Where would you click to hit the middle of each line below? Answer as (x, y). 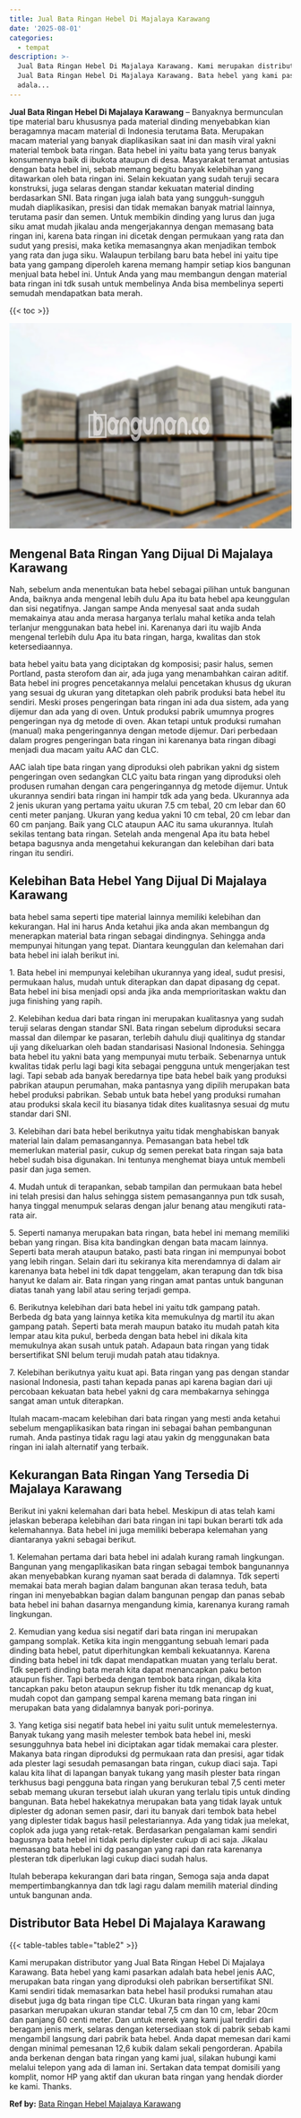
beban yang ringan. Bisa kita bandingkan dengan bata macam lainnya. (139, 1242)
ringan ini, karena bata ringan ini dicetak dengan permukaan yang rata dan (147, 236)
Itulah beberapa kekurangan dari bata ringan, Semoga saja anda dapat (139, 1876)
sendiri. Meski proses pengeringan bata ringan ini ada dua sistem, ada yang (149, 702)
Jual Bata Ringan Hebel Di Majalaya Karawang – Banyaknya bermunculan (146, 111)
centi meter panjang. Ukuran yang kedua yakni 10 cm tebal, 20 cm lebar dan (150, 815)
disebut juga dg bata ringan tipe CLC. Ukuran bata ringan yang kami (135, 2000)
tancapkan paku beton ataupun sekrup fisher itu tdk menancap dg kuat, (142, 1688)
